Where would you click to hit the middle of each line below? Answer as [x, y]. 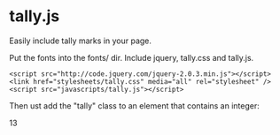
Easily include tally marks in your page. [81, 41]
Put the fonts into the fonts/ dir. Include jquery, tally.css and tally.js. [132, 57]
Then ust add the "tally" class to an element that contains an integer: [134, 105]
